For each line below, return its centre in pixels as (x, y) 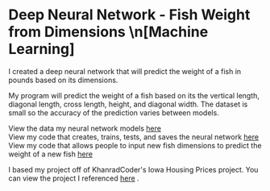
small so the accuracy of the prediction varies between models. (114, 112)
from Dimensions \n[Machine (108, 32)
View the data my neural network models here (85, 128)
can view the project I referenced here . (74, 178)
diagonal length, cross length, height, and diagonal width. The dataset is (128, 104)
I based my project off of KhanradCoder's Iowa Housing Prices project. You (133, 169)
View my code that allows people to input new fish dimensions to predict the (135, 145)
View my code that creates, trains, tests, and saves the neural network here (134, 137)
